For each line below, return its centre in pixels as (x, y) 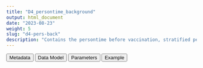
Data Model (51, 58)
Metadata (20, 58)
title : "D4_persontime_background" (51, 12)
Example (115, 58)
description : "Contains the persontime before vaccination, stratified (98, 40)
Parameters (84, 58)
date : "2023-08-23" (31, 23)
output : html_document (35, 17)
